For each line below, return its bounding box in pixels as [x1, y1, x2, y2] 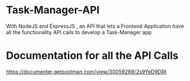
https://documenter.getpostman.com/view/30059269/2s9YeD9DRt [6, 68, 167, 75]
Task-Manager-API [6, 3, 100, 17]
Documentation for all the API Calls [6, 49, 179, 62]
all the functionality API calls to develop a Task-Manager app [6, 28, 152, 35]
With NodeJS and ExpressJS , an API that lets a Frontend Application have [6, 23, 185, 30]
